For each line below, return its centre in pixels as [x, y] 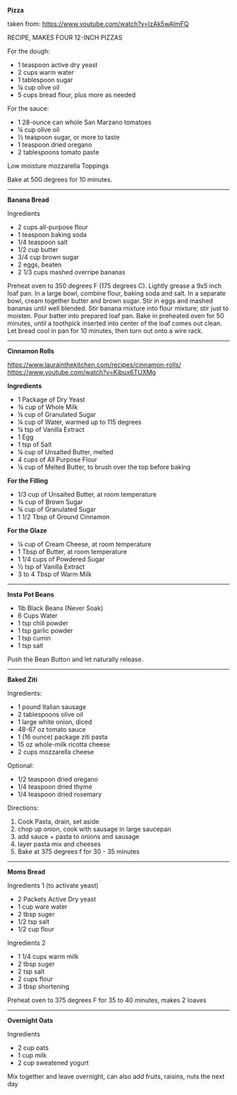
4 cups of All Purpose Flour [57, 459]
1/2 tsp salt [33, 921]
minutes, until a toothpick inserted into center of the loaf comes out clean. [115, 323]
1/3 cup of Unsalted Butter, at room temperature [87, 494]
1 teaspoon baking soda [52, 235]
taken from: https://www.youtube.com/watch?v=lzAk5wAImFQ [98, 24]
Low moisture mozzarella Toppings [58, 166]
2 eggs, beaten [39, 265]
